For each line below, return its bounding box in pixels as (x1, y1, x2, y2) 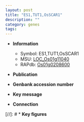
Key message (12, 91, 42, 97)
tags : (5, 27, 17, 32)
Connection (12, 101, 38, 108)
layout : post (5, 7, 33, 13)
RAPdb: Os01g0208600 (20, 62, 70, 68)
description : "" (5, 17, 40, 22)
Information (12, 40, 39, 47)
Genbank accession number (12, 82, 74, 88)
